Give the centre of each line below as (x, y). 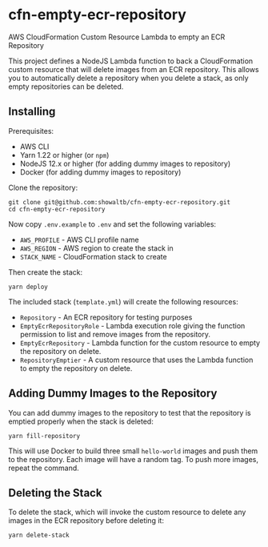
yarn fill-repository (44, 436)
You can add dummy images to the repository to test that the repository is (130, 412)
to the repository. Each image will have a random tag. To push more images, (133, 459)
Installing (32, 112)
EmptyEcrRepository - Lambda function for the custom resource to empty (140, 343)
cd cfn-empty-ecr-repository (57, 209)
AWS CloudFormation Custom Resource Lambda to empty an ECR (117, 37)
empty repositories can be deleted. (66, 86)
